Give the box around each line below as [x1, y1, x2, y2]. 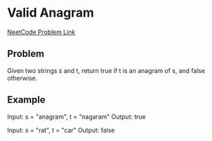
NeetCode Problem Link [7, 28, 76, 36]
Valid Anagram [7, 5, 95, 21]
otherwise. [7, 74, 38, 82]
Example [7, 94, 46, 106]
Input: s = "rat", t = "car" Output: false [7, 126, 116, 134]
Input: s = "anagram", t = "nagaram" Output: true [7, 113, 146, 121]
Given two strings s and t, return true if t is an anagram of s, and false [7, 66, 206, 74]
